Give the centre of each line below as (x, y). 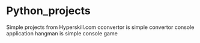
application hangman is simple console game (62, 33)
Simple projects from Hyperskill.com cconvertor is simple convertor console (100, 27)
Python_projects (49, 11)
